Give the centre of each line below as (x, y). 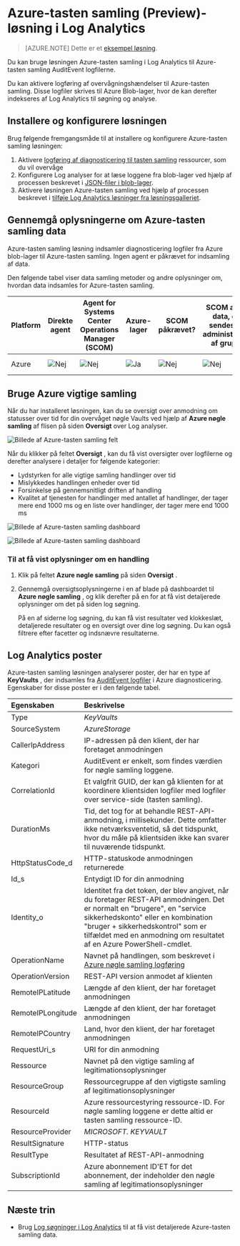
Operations (99, 329)
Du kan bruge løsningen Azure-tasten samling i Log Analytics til (101, 61)
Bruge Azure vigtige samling (72, 393)
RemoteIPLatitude (41, 992)
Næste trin (31, 1210)
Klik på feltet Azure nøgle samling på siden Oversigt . (97, 575)
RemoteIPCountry (41, 1034)
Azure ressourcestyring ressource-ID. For (154, 1102)
